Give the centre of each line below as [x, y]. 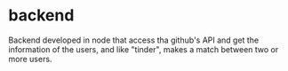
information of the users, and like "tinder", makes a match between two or [144, 49]
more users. [30, 59]
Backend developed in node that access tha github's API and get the [134, 40]
